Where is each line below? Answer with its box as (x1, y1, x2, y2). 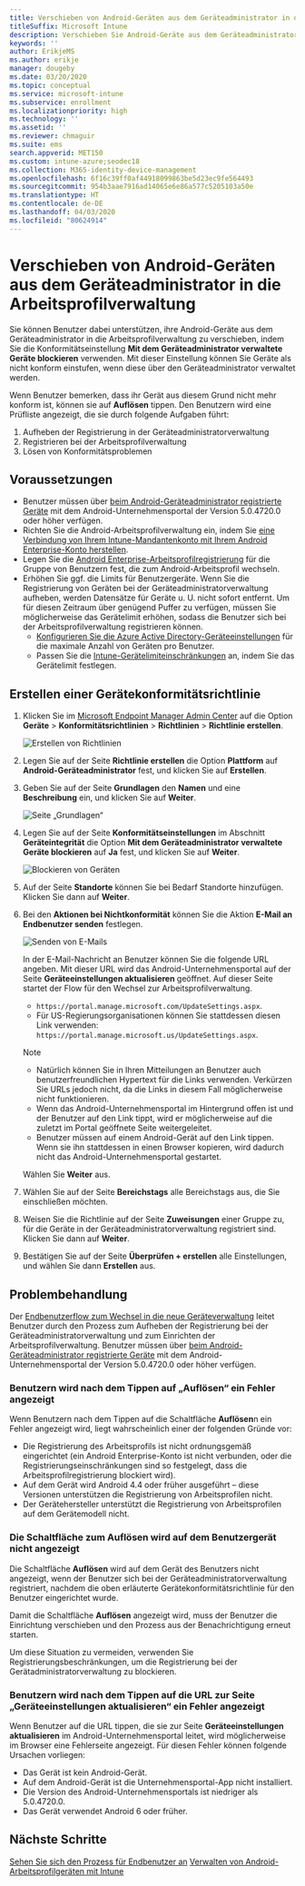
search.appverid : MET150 (9, 148, 103, 157)
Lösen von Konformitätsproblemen (22, 446, 152, 457)
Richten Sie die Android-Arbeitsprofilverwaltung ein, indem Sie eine (22, 525, 275, 536)
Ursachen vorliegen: (9, 1749, 86, 1760)
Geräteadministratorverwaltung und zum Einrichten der (9, 1330, 216, 1340)
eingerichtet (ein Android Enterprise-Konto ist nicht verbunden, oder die (22, 1450, 292, 1462)
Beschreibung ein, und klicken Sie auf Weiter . (22, 792, 197, 804)
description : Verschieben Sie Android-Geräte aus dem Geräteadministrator (9, 30, 299, 39)
